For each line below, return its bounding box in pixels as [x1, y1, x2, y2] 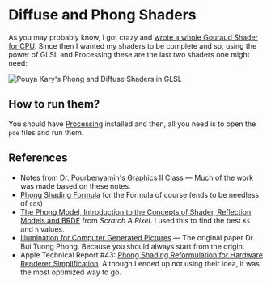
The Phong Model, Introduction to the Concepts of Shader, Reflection [19, 206, 252, 216]
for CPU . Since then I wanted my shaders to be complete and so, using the [8, 40, 257, 50]
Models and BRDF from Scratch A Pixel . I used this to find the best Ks [19, 215, 251, 225]
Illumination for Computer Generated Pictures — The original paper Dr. [19, 232, 255, 242]
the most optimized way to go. [19, 267, 121, 277]
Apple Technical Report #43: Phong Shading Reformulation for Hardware [19, 249, 263, 260]
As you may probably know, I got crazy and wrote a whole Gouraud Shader [8, 32, 259, 42]
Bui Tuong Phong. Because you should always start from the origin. [19, 241, 245, 251]
